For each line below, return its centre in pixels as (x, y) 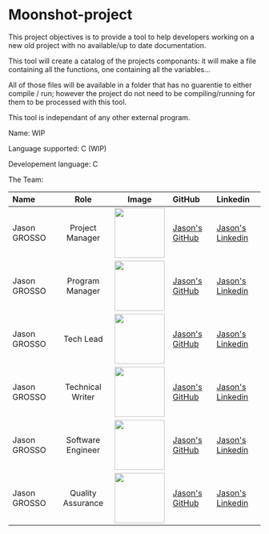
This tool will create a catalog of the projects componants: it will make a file (132, 61)
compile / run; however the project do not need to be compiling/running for (132, 93)
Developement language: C (53, 164)
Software (83, 440)
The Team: (26, 179)
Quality (83, 492)
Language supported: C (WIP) (58, 148)
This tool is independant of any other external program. (99, 117)
